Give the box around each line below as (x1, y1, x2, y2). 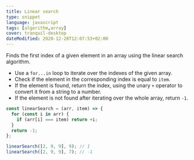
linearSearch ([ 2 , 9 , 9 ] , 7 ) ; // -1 (6, 149, 93, 155)
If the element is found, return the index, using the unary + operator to (14, 82, 183, 88)
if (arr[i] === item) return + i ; (16, 117, 98, 122)
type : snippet (6, 14, 41, 20)
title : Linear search (6, 8, 59, 15)
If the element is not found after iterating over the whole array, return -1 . (14, 94, 189, 101)
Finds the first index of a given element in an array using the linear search (6, 52, 183, 59)
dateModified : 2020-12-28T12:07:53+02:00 (6, 36, 109, 42)
